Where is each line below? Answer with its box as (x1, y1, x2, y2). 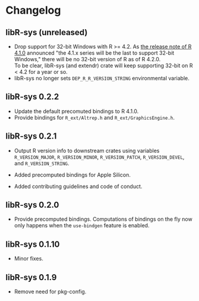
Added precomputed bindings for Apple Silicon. (14, 171, 131, 178)
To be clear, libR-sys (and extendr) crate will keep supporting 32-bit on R (14, 62, 193, 69)
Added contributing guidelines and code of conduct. (14, 183, 143, 190)
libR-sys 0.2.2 (5, 92, 59, 102)
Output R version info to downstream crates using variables (14, 147, 160, 154)
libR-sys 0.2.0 (5, 200, 59, 210)
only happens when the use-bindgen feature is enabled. (14, 222, 150, 229)
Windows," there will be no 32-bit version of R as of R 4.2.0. (14, 56, 161, 62)
